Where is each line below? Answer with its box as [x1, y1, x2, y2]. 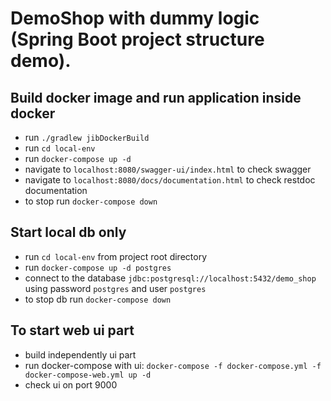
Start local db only [10, 224, 127, 241]
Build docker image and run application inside [10, 89, 302, 106]
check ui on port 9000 [24, 378, 118, 391]
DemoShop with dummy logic [10, 7, 260, 30]
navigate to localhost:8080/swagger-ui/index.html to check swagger [24, 163, 312, 175]
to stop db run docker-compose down [24, 293, 172, 305]
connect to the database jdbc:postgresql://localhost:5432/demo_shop [24, 272, 317, 284]
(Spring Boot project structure [10, 28, 265, 51]
